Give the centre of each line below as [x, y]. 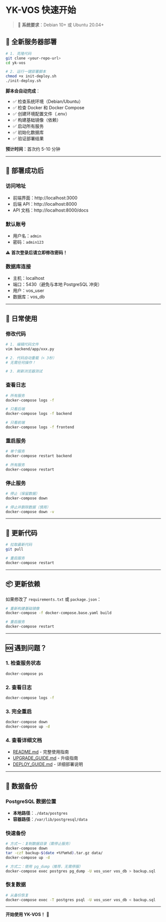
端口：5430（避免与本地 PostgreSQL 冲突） [57, 284]
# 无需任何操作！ [21, 362]
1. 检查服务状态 [23, 663]
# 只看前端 [15, 423]
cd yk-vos [16, 63]
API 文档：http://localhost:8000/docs [50, 210]
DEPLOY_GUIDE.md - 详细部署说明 [48, 764]
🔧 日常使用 [21, 319]
